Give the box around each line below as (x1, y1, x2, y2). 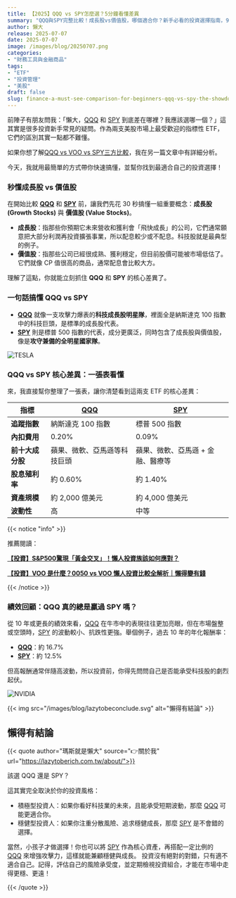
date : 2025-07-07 (7, 37, 58, 44)
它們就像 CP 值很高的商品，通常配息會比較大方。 (17, 258, 159, 267)
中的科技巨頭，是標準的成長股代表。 (17, 319, 123, 327)
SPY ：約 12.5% (17, 652, 63, 660)
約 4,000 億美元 (136, 493, 188, 502)
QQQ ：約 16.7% (17, 643, 64, 652)
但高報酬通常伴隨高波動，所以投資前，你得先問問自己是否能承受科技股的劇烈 (7, 666, 229, 676)
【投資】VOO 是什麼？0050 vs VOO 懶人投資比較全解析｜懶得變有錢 (7, 569, 206, 577)
